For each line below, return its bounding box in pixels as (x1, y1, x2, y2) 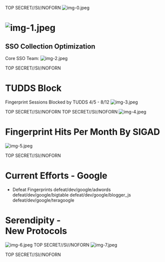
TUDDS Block (5, 82, 62, 94)
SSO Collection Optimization (5, 42, 96, 50)
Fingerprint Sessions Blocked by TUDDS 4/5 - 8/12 (5, 99, 110, 105)
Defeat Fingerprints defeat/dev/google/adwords (12, 186, 111, 192)
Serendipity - (5, 215, 61, 226)
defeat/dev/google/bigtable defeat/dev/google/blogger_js (12, 191, 131, 197)
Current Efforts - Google (5, 170, 108, 181)
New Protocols (5, 225, 67, 236)
